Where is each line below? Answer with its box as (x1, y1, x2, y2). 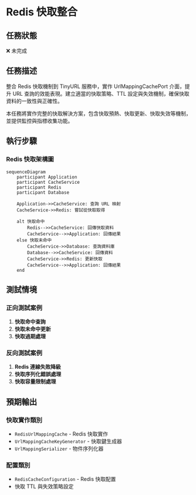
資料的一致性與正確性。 (6, 97, 63, 105)
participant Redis (16, 184, 62, 190)
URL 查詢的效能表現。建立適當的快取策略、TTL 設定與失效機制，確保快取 (12, 90, 190, 97)
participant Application (16, 174, 77, 180)
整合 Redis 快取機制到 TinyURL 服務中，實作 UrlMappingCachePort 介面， (6, 83, 185, 90)
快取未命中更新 (14, 325, 51, 332)
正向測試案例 (6, 304, 43, 312)
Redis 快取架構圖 (6, 155, 54, 163)
